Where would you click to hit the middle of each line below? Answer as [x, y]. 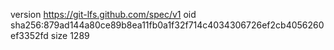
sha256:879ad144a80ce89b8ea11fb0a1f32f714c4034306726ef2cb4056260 [167, 25]
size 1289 [70, 35]
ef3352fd [29, 35]
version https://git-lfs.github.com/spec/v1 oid [103, 14]
